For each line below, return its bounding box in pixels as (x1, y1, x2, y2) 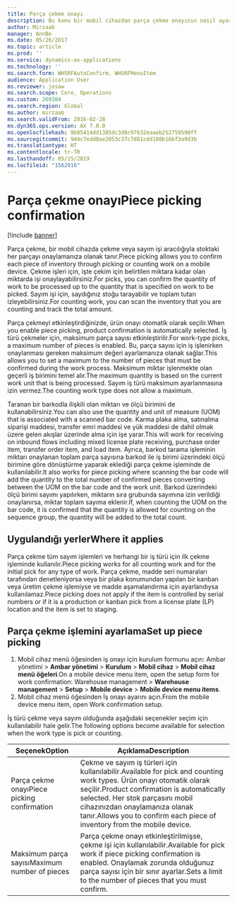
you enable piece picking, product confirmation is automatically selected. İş (7, 326, 227, 334)
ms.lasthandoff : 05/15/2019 (7, 155, 90, 163)
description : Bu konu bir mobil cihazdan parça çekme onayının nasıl (7, 17, 217, 24)
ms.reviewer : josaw (7, 83, 65, 90)
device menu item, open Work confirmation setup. (17, 700, 164, 709)
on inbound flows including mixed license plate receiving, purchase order (7, 437, 221, 446)
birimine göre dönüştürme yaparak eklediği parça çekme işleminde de (7, 460, 211, 468)
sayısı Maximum (11, 858, 62, 868)
